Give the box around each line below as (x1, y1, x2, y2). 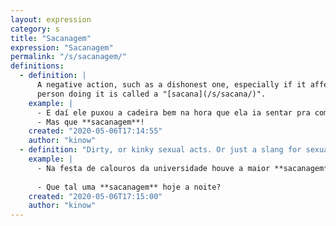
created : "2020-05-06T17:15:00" (28, 191, 163, 201)
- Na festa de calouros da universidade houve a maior (36, 163, 271, 173)
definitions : (10, 61, 65, 71)
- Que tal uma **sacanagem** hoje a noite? (36, 182, 222, 192)
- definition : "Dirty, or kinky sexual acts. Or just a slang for (19, 145, 302, 155)
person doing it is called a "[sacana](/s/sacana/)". (36, 89, 267, 99)
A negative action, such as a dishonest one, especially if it (36, 80, 307, 90)
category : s (10, 24, 60, 34)
